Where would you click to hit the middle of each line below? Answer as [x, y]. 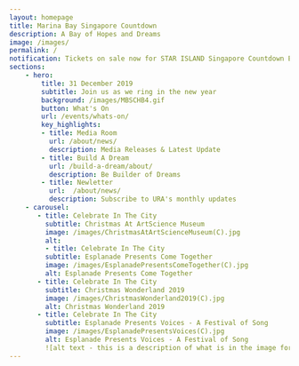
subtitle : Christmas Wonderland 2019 [115, 290]
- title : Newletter [77, 183]
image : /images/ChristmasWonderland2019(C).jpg [135, 298]
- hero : [39, 76]
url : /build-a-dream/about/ [101, 166]
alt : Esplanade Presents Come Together [119, 274]
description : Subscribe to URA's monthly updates [143, 199]
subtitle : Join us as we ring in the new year [129, 91]
